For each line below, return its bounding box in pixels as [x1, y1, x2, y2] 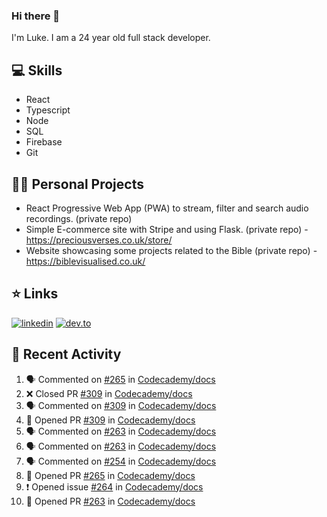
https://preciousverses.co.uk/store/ [25, 234, 173, 246]
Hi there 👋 [11, 9, 61, 23]
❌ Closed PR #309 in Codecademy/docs [25, 387, 193, 399]
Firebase [25, 136, 63, 148]
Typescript [25, 104, 71, 116]
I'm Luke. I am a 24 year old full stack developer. [11, 32, 211, 44]
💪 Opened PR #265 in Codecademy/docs [25, 469, 196, 481]
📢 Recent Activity [11, 346, 122, 363]
